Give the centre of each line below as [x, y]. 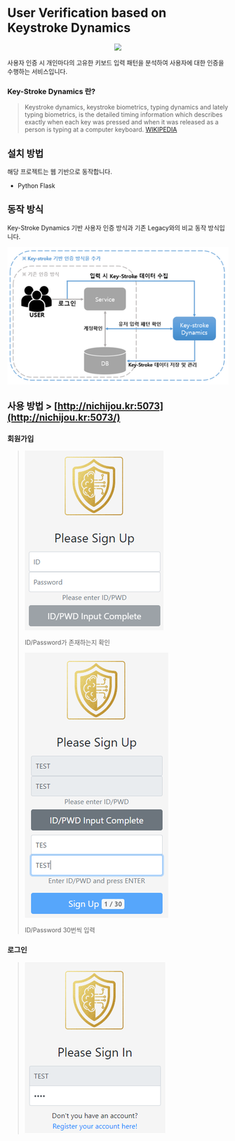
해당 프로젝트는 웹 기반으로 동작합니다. [60, 172]
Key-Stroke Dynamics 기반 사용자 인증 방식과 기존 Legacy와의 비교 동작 [107, 228]
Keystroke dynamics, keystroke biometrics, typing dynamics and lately [126, 107]
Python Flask [36, 186]
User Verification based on [87, 13]
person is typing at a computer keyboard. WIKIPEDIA [101, 130]
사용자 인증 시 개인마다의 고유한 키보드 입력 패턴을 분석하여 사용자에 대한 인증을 [116, 63]
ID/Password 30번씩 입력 [60, 930]
